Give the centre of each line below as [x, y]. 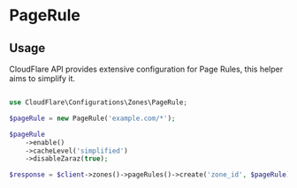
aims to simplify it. [42, 79]
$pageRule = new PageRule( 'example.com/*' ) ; [92, 118]
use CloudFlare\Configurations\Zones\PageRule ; [99, 102]
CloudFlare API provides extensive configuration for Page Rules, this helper [146, 69]
